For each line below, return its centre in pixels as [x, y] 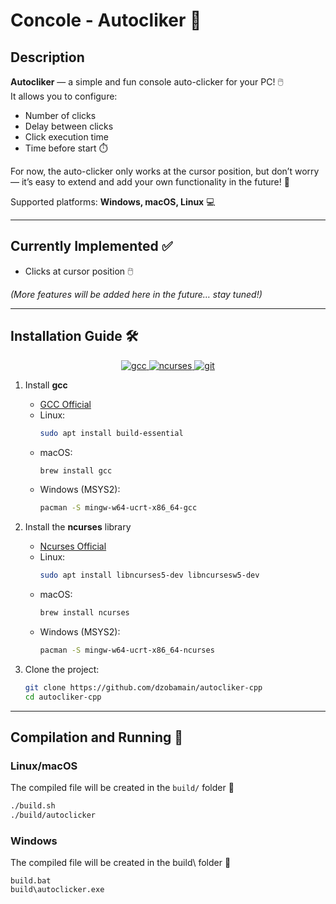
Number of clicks [60, 115]
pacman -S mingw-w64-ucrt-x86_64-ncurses [127, 650]
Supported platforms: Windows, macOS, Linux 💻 [113, 202]
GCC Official [65, 404]
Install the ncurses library [78, 527]
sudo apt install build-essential [111, 433]
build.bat [31, 881]
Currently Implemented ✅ [91, 246]
